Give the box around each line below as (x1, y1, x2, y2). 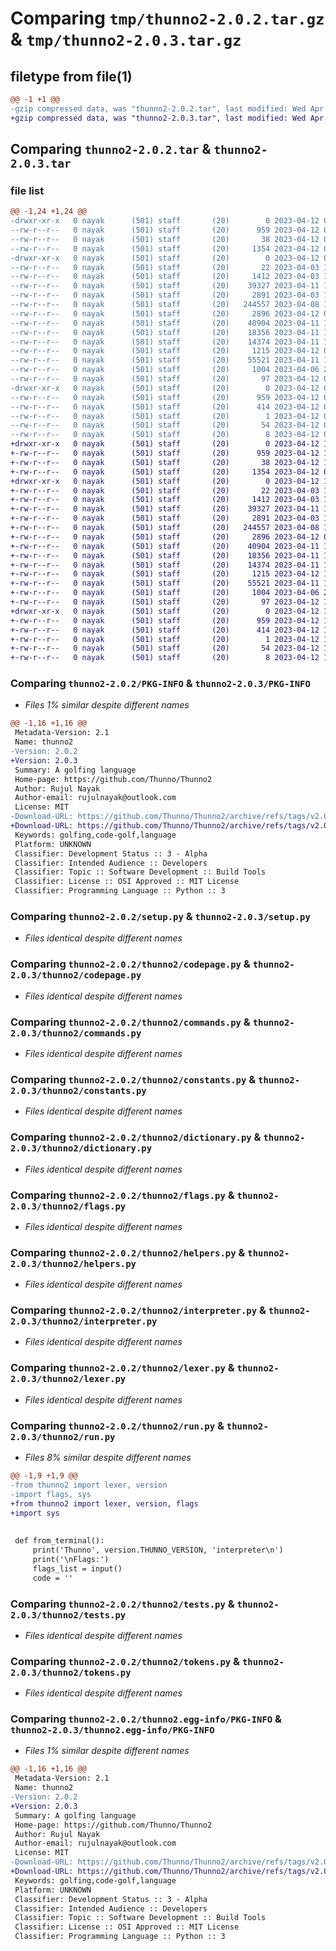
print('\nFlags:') (32, 1554, 110, 1564)
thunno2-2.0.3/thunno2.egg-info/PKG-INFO (10, 1725, 215, 1736)
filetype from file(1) (10, 68, 133, 85)
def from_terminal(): (14, 1536, 105, 1546)
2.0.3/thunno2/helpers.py (10, 1258, 137, 1269)
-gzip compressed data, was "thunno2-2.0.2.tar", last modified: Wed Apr (10, 103, 325, 114)
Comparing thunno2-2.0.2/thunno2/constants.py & (10, 1072, 257, 1086)
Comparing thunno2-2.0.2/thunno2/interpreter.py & (10, 1303, 267, 1317)
